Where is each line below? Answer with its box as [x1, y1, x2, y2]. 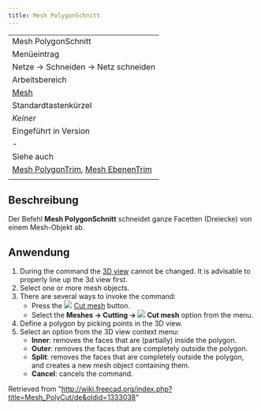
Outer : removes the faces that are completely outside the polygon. [31, 344, 248, 353]
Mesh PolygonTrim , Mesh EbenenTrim [12, 163, 152, 174]
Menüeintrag [12, 48, 60, 59]
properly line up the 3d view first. [19, 275, 128, 285]
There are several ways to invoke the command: [19, 292, 176, 301]
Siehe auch [12, 151, 54, 162]
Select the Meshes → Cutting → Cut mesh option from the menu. [31, 311, 254, 320]
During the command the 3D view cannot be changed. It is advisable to [19, 266, 251, 276]
